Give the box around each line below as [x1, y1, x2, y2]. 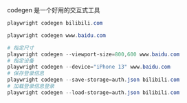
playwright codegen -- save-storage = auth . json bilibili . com [7, 76, 180, 84]
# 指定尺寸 [7, 44, 34, 51]
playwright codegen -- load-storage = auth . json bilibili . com [7, 89, 180, 96]
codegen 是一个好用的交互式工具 [7, 6, 101, 14]
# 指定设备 [7, 57, 34, 64]
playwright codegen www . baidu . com [7, 32, 107, 39]
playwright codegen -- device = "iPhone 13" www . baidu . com [7, 64, 170, 71]
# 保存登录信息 [7, 70, 45, 77]
